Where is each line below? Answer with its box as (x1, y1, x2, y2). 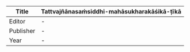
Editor (9, 18, 25, 25)
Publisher (9, 27, 35, 34)
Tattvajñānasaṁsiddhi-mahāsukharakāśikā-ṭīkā (41, 8, 182, 15)
